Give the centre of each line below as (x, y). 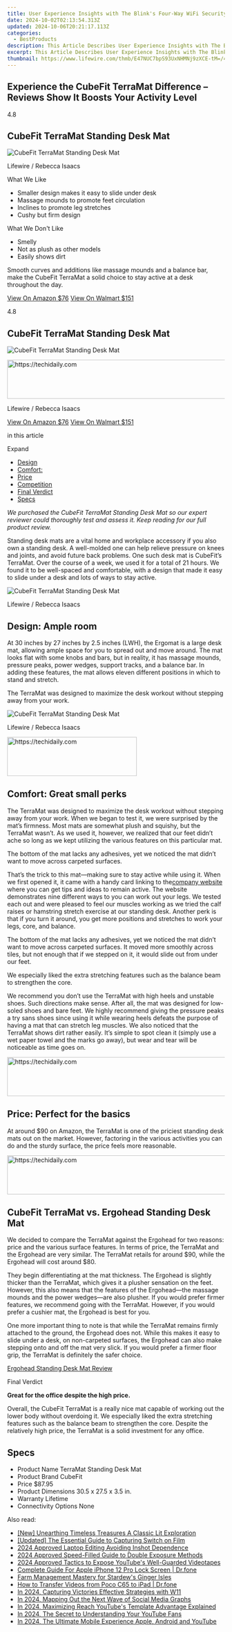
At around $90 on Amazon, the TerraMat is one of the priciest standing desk (116, 1131)
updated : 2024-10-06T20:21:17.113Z (58, 26)
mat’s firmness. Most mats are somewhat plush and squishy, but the (104, 825)
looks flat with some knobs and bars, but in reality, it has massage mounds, (114, 658)
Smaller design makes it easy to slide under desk (87, 193)
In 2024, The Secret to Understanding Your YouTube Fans (99, 1614)
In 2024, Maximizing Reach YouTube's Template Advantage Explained (116, 1607)
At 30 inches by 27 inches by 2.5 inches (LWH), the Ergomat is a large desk (115, 643)
